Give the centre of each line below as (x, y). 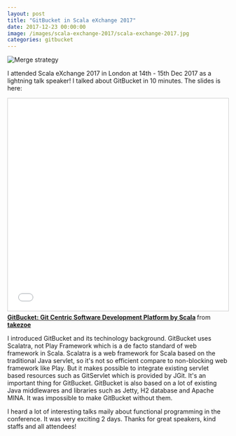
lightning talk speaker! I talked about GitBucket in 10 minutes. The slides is (114, 81)
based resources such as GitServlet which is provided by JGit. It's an (107, 376)
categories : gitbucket (40, 40)
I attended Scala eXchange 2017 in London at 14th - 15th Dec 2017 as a (109, 74)
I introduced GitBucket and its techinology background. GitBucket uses (109, 339)
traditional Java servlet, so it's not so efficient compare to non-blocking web (117, 361)
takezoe (19, 325)
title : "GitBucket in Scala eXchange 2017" (72, 20)
